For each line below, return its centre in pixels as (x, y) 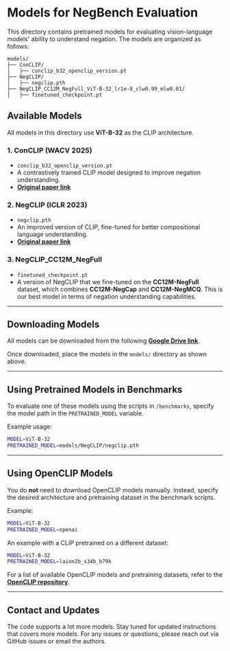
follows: (18, 46)
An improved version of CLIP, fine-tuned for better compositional (108, 227)
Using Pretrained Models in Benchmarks (95, 389)
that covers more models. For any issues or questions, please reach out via (113, 634)
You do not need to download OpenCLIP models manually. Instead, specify (113, 490)
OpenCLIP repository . (38, 582)
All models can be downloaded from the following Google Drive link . (104, 341)
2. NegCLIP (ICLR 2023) (47, 205)
